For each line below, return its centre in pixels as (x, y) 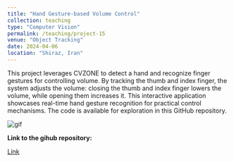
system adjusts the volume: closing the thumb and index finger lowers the (115, 88)
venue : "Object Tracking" (45, 40)
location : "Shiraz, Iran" (45, 54)
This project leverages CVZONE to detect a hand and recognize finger (109, 73)
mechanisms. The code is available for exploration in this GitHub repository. (117, 111)
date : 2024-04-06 (33, 46)
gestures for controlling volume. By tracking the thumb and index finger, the (117, 80)
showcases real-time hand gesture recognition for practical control (105, 103)
